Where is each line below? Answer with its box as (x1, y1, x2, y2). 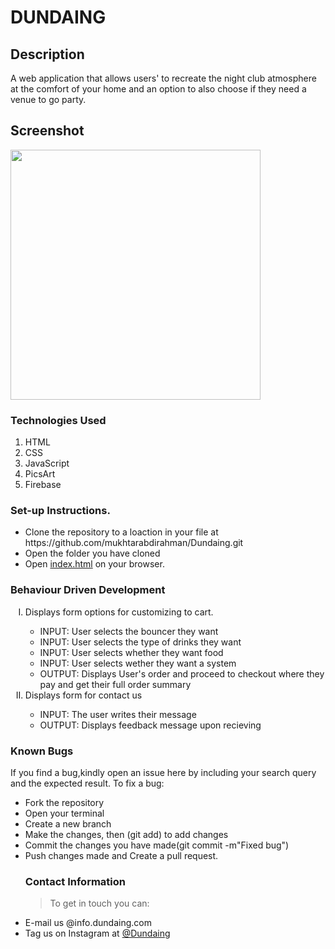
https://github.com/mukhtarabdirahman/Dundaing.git (24, 537, 244, 549)
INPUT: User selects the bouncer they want (39, 625, 219, 637)
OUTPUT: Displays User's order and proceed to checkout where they (39, 667, 325, 680)
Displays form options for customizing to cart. (24, 606, 214, 618)
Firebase (24, 479, 62, 491)
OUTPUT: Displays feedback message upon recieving (39, 719, 262, 731)
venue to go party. (10, 94, 87, 105)
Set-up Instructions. (10, 504, 111, 518)
